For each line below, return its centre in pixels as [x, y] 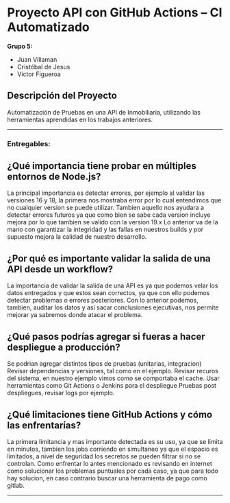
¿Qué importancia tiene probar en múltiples [102, 166]
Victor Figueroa [39, 74]
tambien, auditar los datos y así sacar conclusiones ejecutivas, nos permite [113, 307]
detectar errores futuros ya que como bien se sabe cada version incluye [109, 215]
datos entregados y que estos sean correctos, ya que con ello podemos [108, 293]
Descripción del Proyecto [62, 96]
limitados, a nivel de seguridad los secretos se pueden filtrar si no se [104, 456]
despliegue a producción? [64, 347]
